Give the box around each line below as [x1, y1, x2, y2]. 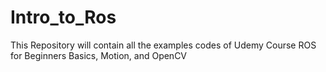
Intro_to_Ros [10, 6, 117, 29]
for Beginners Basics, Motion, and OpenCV [10, 49, 188, 61]
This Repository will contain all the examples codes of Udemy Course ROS [10, 39, 317, 51]
